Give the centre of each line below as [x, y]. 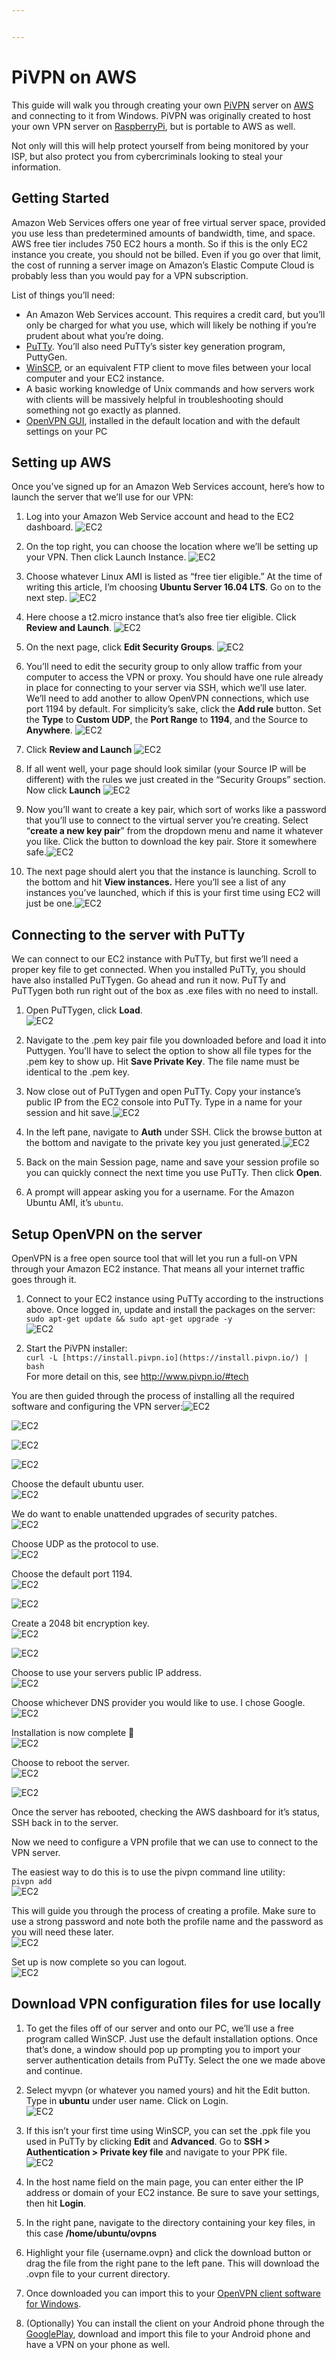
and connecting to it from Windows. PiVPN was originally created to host [161, 115]
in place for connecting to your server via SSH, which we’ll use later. [166, 688]
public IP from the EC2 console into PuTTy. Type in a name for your [164, 1102]
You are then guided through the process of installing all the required [153, 1395]
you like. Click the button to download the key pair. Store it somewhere [171, 842]
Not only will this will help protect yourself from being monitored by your [160, 145]
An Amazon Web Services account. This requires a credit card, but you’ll [175, 314]
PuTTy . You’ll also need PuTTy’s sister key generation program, [155, 346]
